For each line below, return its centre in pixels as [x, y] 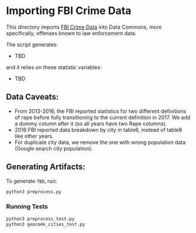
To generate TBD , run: [32, 181]
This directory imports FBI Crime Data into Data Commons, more [84, 27]
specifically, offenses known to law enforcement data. [71, 33]
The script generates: [32, 44]
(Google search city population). [53, 148]
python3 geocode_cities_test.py [45, 224]
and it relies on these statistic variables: [54, 67]
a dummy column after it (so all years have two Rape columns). [91, 124]
